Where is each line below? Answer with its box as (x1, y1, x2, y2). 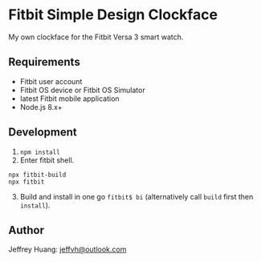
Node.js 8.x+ (19, 102, 63, 111)
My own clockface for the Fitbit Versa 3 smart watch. (8, 32, 184, 42)
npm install (19, 148, 60, 156)
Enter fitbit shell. (19, 155, 75, 165)
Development (8, 126, 78, 139)
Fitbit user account (19, 76, 83, 86)
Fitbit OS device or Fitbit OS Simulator (19, 85, 146, 95)
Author (8, 223, 44, 237)
